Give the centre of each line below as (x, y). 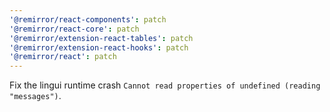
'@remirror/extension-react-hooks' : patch (99, 47)
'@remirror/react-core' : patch (74, 29)
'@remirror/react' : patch (63, 57)
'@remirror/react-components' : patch (88, 19)
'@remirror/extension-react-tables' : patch (101, 38)
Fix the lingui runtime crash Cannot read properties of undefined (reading (165, 85)
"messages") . (35, 96)
